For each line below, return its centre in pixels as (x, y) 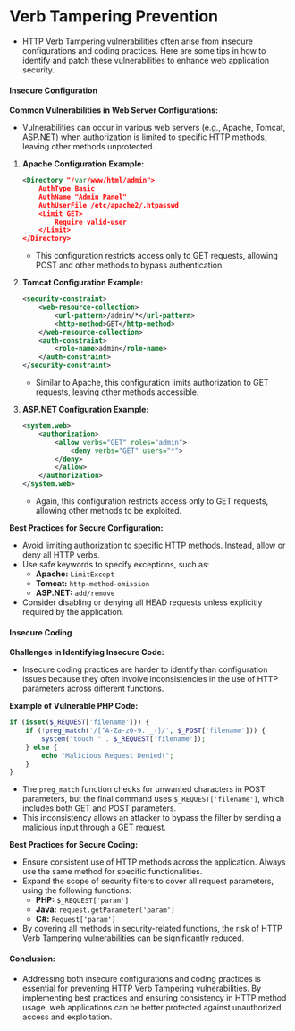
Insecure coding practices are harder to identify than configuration (145, 669)
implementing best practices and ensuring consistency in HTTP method (154, 997)
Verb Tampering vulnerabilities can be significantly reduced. (133, 938)
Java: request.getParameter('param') (105, 909)
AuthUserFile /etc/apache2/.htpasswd (109, 205)
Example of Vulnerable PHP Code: (74, 706)
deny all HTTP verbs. (61, 555)
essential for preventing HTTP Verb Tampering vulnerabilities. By (142, 988)
